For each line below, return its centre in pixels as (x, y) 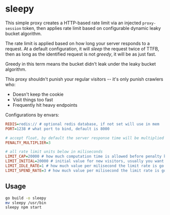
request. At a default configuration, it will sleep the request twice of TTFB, (82, 49)
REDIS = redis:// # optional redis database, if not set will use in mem (82, 124)
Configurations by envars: (32, 115)
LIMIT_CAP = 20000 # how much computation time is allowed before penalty (83, 157)
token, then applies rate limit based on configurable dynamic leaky (92, 28)
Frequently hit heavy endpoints (45, 105)
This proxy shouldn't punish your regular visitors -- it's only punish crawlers (84, 79)
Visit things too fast (33, 100)
